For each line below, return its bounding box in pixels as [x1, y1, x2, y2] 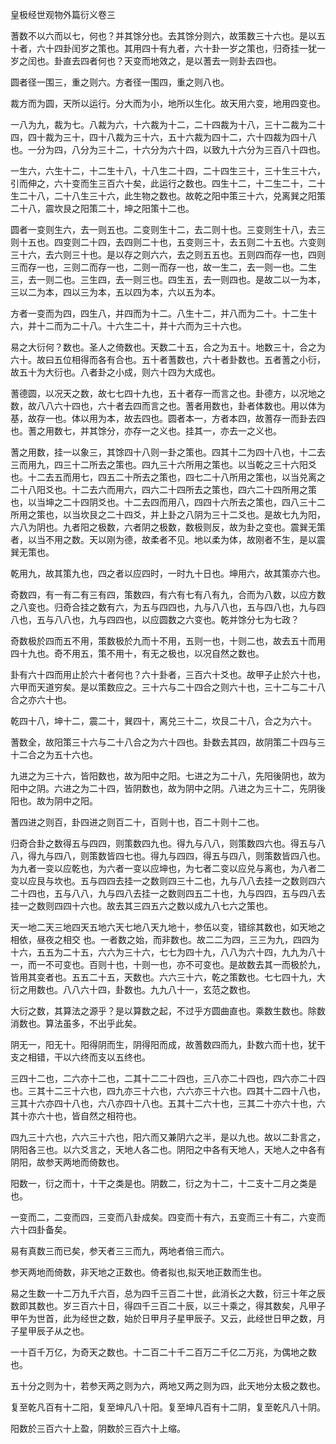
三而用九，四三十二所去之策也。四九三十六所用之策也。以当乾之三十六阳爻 [10, 459, 317, 470]
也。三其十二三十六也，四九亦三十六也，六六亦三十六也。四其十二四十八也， [10, 1085, 326, 1097]
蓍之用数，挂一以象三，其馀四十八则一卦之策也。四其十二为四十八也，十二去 [10, 446, 326, 458]
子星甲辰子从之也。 [10, 1325, 90, 1337]
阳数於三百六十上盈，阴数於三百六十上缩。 [10, 1423, 186, 1434]
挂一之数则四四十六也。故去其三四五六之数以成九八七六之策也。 [10, 900, 273, 912]
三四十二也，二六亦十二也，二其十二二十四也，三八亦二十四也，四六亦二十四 [10, 1073, 326, 1084]
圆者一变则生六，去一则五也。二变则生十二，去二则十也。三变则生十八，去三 [10, 224, 326, 235]
